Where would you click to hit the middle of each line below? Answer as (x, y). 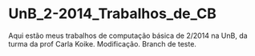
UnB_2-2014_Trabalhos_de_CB (112, 14)
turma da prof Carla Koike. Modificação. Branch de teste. (102, 43)
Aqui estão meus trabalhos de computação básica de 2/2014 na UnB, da (128, 35)
